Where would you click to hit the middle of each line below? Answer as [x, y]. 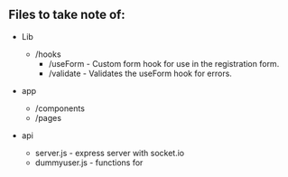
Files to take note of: [67, 15]
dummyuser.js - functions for [89, 163]
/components [60, 108]
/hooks [48, 54]
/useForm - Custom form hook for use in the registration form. [164, 63]
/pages [48, 117]
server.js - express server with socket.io [110, 153]
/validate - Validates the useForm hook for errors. [140, 73]
